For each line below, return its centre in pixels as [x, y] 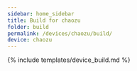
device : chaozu [30, 40]
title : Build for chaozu [44, 20]
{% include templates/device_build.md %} [69, 60]
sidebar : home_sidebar [41, 14]
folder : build [28, 27]
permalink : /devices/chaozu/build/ [60, 33]
